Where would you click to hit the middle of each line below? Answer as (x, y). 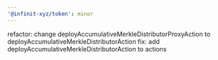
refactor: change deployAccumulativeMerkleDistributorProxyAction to (109, 34)
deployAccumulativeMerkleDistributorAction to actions (87, 49)
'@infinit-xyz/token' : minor (50, 14)
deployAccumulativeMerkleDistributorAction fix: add (83, 41)
